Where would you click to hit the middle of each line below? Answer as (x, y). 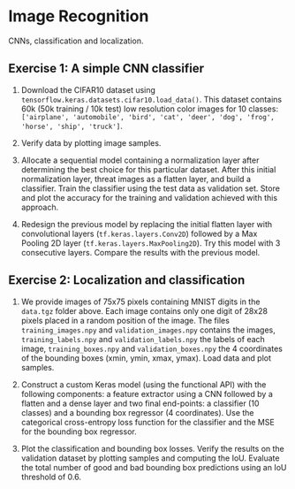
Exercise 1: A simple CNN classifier (106, 69)
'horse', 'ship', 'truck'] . (72, 126)
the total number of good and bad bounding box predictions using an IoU (154, 467)
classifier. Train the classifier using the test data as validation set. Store (150, 188)
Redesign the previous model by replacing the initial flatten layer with (147, 224)
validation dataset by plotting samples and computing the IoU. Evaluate (150, 458)
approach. (40, 207)
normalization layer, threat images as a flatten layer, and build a (136, 179)
